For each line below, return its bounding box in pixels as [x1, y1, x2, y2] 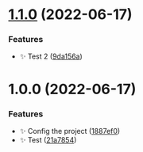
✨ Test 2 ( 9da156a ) [19, 51, 83, 61]
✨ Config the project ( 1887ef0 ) [19, 126, 121, 135]
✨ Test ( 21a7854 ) [19, 135, 77, 144]
